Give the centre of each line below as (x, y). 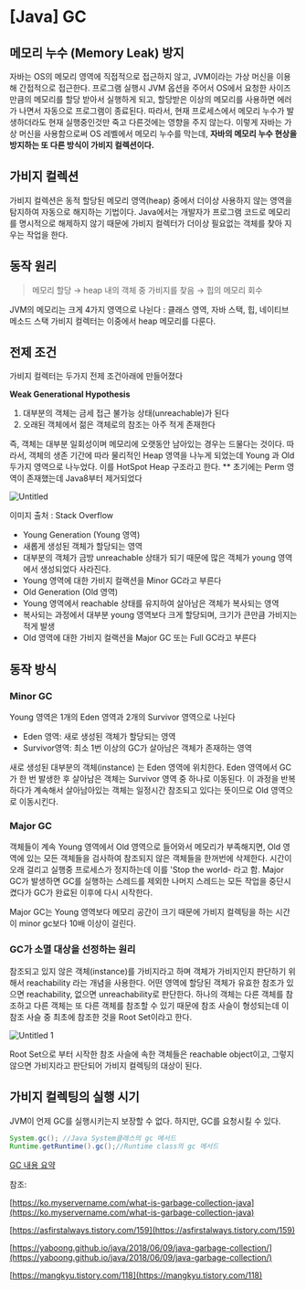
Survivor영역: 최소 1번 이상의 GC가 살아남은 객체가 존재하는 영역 (137, 748)
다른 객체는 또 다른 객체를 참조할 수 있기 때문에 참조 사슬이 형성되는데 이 (161, 1005)
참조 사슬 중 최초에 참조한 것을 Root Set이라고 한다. (101, 1017)
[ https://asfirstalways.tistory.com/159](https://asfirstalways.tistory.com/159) (152, 1231)
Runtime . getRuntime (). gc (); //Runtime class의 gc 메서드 (114, 1146)
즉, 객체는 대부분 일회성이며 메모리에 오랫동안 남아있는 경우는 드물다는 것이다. (147, 444)
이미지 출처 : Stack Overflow (62, 516)
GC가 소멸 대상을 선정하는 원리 (73, 950)
